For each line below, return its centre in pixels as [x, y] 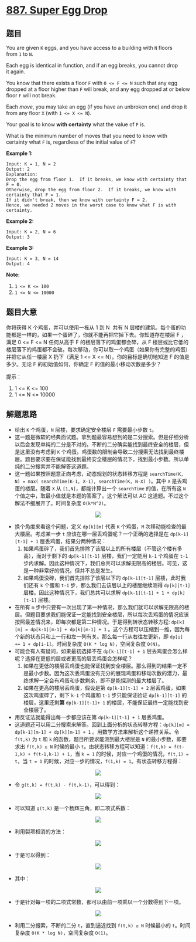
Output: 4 [18, 264]
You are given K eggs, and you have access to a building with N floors [89, 48]
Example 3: [20, 248]
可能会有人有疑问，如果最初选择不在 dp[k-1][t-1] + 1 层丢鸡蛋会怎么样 [101, 651]
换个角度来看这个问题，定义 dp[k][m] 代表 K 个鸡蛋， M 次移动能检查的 [98, 526]
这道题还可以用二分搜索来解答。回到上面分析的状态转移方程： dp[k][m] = [102, 724]
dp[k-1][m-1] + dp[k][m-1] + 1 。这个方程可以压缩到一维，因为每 [110, 629]
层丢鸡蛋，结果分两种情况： [73, 541]
